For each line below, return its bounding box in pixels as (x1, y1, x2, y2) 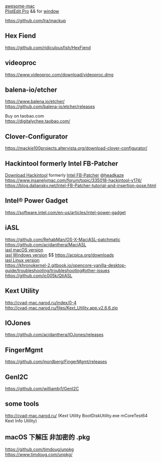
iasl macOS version (5, 247, 44, 253)
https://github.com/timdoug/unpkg (5, 446, 74, 452)
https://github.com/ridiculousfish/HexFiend (5, 45, 91, 51)
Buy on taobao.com (5, 113, 44, 119)
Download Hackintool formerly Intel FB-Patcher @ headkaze (5, 172, 124, 178)
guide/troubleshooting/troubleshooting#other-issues (5, 267, 110, 273)
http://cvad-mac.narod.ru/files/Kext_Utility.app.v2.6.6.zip (5, 305, 118, 310)
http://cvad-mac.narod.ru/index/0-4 (5, 300, 77, 306)
